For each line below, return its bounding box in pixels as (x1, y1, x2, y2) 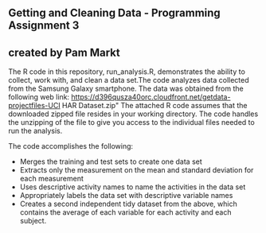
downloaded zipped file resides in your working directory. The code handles (8, 109, 259, 118)
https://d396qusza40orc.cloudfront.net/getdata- (71, 92, 231, 102)
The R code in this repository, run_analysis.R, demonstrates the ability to (8, 67, 245, 76)
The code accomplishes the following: (8, 142, 134, 151)
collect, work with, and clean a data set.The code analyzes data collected (8, 76, 249, 85)
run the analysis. (8, 126, 63, 136)
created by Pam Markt (8, 45, 121, 59)
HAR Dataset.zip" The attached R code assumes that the (62, 101, 248, 111)
